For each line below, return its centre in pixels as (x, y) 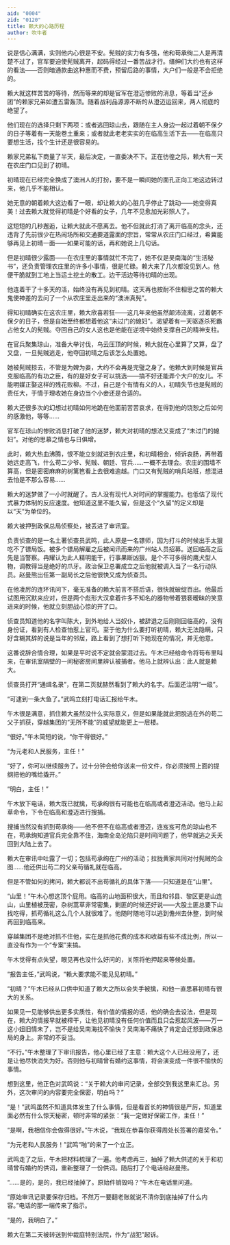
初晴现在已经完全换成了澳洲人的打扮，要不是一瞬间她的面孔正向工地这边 (109, 180)
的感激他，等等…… (34, 416)
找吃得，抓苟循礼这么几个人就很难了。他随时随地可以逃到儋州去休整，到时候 (115, 913)
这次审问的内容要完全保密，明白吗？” (72, 1092)
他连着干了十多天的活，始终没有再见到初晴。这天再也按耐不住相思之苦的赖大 (115, 289)
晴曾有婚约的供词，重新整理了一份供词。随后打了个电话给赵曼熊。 (100, 1168)
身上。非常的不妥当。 (49, 1038)
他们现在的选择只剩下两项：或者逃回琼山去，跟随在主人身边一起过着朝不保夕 (115, 125)
